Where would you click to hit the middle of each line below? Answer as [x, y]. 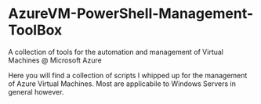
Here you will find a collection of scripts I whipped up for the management [128, 75]
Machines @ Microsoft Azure [55, 60]
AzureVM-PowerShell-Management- [131, 14]
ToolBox [35, 30]
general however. [36, 91]
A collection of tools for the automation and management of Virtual [116, 52]
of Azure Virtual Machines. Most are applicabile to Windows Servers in [122, 84]
